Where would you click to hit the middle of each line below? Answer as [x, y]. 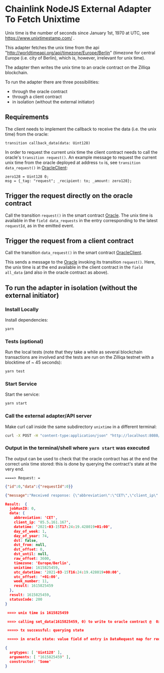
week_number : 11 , [31, 581]
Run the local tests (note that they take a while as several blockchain [74, 352]
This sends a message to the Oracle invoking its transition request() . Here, [80, 262]
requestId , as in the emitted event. [40, 225]
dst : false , [26, 540]
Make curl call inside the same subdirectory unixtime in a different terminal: [81, 427]
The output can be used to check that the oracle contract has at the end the [81, 459]
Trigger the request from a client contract [69, 241]
